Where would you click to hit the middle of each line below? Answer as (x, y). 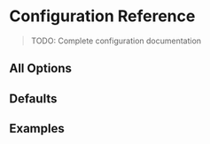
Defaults (33, 99)
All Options (41, 68)
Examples (37, 129)
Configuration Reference (102, 16)
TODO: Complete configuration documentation (116, 41)
